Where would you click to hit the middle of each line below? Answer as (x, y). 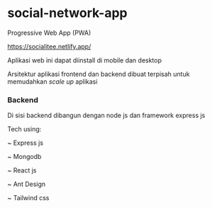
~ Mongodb (24, 157)
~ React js (22, 170)
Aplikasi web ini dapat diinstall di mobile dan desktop (84, 60)
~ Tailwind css (28, 198)
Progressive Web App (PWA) (49, 33)
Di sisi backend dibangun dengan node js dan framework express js (106, 116)
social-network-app (67, 13)
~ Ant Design (27, 184)
